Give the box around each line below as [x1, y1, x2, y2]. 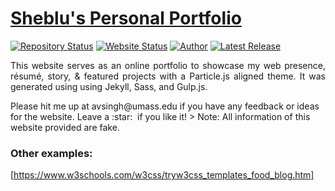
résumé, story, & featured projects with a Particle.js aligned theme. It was [10, 70, 326, 82]
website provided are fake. [10, 121, 120, 133]
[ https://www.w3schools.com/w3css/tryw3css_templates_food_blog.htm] [10, 169, 315, 181]
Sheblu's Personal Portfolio [10, 7, 242, 30]
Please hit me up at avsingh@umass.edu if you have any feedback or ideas [10, 100, 320, 112]
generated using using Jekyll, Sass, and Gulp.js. [10, 80, 208, 92]
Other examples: [10, 146, 93, 160]
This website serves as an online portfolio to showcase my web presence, [10, 59, 326, 71]
